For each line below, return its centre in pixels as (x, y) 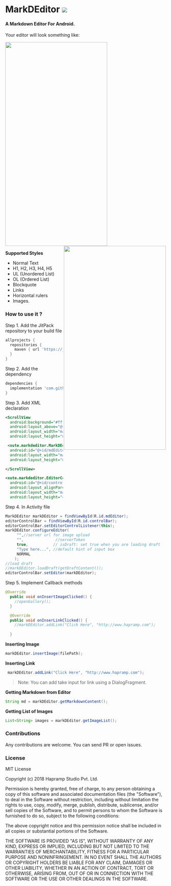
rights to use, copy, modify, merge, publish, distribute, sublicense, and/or (82, 805)
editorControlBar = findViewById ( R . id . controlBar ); (61, 521)
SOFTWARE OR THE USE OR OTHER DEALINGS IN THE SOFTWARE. (77, 879)
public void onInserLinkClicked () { (49, 620)
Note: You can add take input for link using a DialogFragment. (82, 682)
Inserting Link (20, 663)
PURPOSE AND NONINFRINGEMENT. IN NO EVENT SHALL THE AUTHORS (83, 857)
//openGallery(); (33, 601)
